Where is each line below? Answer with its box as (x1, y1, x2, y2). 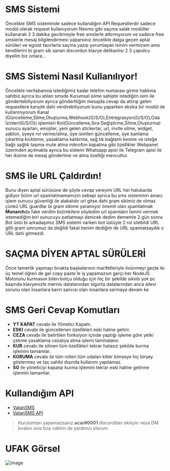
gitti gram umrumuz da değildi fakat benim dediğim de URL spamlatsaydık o (5, 225, 164, 231)
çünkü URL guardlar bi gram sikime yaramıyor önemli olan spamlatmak (5, 203, 153, 209)
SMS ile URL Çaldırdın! (5, 170, 102, 182)
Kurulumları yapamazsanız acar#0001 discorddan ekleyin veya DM (17, 420, 159, 426)
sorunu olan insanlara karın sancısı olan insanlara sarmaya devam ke (5, 286, 149, 292)
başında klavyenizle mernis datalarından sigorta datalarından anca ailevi (5, 281, 156, 287)
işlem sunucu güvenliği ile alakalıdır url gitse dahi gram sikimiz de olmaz (5, 197, 156, 204)
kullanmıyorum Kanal (5, 109, 49, 115)
